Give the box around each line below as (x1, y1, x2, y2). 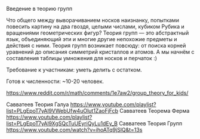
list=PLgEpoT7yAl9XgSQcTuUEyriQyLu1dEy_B (6, 120, 118, 127)
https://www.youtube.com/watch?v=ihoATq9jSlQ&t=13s (6, 126, 143, 133)
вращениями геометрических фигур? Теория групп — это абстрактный (6, 29, 189, 36)
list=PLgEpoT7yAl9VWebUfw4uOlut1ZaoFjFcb (6, 107, 118, 114)
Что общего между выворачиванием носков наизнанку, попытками (6, 17, 179, 23)
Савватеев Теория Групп (119, 120, 183, 127)
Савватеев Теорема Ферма (119, 107, 190, 114)
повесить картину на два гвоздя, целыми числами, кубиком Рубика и (6, 23, 185, 30)
